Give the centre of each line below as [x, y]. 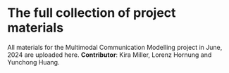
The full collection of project [92, 13]
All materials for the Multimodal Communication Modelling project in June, [115, 47]
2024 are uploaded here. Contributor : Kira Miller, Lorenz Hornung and [110, 55]
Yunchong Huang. [33, 62]
